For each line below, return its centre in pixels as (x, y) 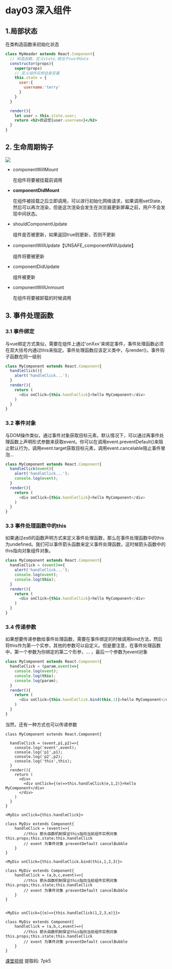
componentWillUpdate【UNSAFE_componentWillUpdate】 (74, 245)
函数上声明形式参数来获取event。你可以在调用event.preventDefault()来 (84, 442)
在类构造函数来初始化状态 (32, 44)
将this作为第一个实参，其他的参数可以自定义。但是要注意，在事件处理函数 (83, 646)
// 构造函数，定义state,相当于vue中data (49, 59)
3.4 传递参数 (21, 627)
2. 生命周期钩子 (29, 147)
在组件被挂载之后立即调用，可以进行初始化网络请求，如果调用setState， (89, 201)
